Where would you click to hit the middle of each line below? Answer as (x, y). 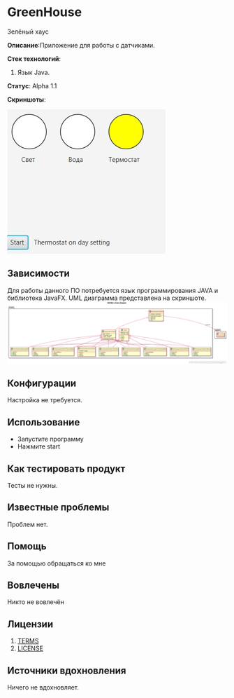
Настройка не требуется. (45, 400)
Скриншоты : (27, 100)
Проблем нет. (28, 524)
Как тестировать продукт (66, 468)
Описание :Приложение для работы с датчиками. (81, 45)
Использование (44, 422)
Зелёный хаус (28, 32)
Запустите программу (50, 439)
